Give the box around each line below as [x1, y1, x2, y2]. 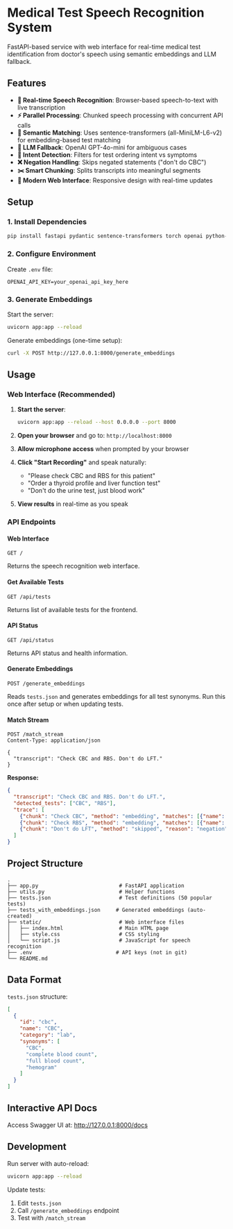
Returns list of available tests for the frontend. [7, 605, 138, 613]
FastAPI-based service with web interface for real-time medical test [7, 42, 201, 51]
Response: [7, 774, 40, 782]
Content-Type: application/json [7, 737, 101, 744]
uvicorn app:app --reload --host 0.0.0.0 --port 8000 [17, 418, 176, 426]
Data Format [7, 974, 62, 986]
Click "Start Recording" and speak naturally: [17, 458, 147, 466]
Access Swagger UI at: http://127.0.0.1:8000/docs [7, 1121, 148, 1129]
